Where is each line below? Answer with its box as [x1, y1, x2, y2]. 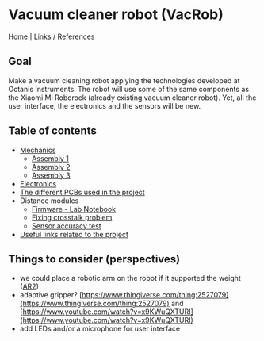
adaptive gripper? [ [19, 290, 82, 300]
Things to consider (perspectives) [8, 252, 181, 266]
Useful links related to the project [19, 229, 129, 239]
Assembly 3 [31, 170, 71, 180]
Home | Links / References [8, 32, 95, 41]
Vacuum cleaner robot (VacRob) [8, 6, 224, 24]
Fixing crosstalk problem [31, 213, 113, 222]
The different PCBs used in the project [19, 187, 145, 197]
